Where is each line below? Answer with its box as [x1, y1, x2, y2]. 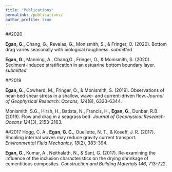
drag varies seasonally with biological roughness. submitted [5, 47, 132, 53]
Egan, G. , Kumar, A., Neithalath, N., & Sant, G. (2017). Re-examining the [5, 150, 156, 156]
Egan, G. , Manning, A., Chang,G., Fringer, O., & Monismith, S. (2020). [5, 56, 151, 63]
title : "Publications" [5, 7, 54, 13]
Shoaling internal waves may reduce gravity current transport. [5, 135, 137, 141]
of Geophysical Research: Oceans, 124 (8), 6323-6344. [5, 98, 122, 104]
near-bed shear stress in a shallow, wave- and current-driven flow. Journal [5, 93, 164, 99]
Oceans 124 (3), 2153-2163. [5, 119, 63, 125]
